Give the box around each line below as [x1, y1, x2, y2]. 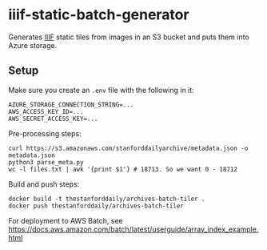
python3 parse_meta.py [8, 158, 84, 166]
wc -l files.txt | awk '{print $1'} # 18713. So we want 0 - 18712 [8, 165, 238, 173]
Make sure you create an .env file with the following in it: [8, 85, 194, 95]
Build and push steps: [8, 179, 80, 189]
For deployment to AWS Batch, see [8, 216, 123, 225]
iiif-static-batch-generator [8, 6, 189, 24]
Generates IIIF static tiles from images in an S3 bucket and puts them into [8, 32, 249, 42]
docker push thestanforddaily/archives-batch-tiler [8, 202, 184, 210]
